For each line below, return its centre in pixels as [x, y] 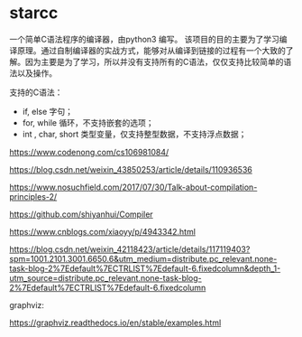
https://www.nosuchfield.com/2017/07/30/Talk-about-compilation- [133, 187]
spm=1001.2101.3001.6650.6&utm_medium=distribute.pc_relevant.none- [143, 258]
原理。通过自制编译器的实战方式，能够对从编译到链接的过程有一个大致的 [151, 50]
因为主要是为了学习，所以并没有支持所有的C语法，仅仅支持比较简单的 [154, 61]
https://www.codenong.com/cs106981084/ [89, 152]
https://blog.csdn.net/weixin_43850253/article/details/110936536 [131, 169]
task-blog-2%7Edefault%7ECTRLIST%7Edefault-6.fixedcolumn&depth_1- [145, 268]
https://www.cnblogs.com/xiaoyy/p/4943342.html [103, 231]
